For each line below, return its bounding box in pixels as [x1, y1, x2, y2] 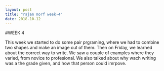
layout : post [5, 7, 32, 12]
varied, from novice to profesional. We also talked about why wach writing [5, 55, 156, 61]
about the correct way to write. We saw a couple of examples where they [5, 50, 154, 56]
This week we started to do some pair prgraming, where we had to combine [5, 39, 160, 45]
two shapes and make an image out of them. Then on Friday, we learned [5, 45, 153, 51]
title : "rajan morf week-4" [5, 12, 63, 17]
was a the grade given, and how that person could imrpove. [5, 60, 126, 67]
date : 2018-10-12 [5, 16, 41, 21]
